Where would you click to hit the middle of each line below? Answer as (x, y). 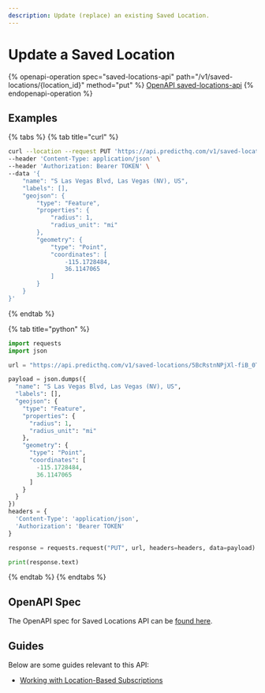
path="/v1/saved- (205, 77)
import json (28, 351)
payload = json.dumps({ (47, 379)
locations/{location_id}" (47, 85)
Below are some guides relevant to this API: (79, 665)
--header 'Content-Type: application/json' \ (84, 159)
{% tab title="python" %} (49, 329)
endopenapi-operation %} (50, 93)
